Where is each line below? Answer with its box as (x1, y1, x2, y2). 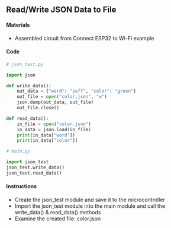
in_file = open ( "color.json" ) (17, 121, 92, 127)
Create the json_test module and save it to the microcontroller (14, 196, 166, 203)
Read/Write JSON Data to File (6, 5, 117, 15)
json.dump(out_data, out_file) (17, 99, 94, 106)
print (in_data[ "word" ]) (17, 132, 76, 138)
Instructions (6, 183, 37, 190)
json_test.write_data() (6, 164, 65, 171)
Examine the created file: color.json (14, 215, 101, 222)
